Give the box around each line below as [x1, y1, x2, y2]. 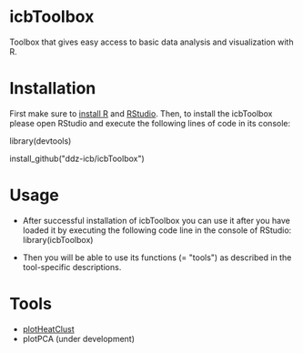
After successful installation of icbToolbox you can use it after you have [22, 215, 291, 226]
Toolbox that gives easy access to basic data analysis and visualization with [9, 36, 294, 47]
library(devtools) [9, 135, 72, 146]
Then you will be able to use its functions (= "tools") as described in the [22, 252, 292, 263]
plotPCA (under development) [22, 333, 135, 344]
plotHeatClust [22, 323, 75, 334]
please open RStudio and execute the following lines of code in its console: [9, 117, 291, 128]
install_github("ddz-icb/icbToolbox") [9, 153, 146, 164]
